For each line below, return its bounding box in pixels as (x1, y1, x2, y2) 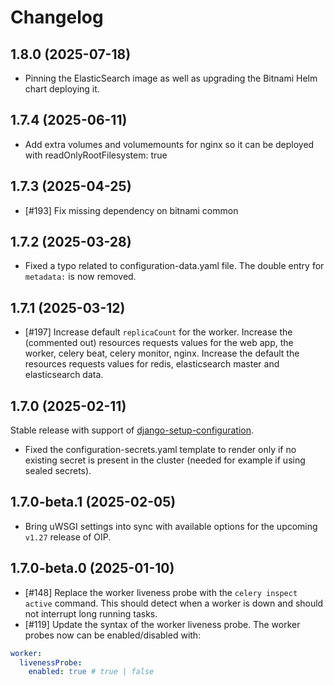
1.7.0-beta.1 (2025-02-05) (10, 494, 177, 511)
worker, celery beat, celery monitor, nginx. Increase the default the (24, 347, 300, 360)
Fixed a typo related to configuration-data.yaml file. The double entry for (24, 260, 325, 272)
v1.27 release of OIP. (24, 531, 112, 543)
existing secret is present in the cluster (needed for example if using (24, 454, 306, 466)
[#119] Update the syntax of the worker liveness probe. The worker (24, 618, 301, 630)
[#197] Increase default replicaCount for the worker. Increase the (24, 326, 293, 338)
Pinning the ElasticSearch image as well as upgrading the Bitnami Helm (24, 72, 318, 84)
